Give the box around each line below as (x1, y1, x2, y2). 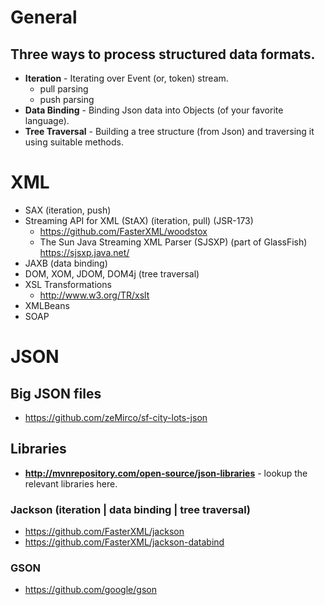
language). (24, 115, 70, 126)
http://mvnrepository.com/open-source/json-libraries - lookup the (24, 467, 308, 479)
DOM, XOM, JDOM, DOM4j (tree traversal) (24, 267, 200, 280)
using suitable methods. (24, 136, 124, 148)
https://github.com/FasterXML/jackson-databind (24, 536, 225, 548)
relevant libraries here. (24, 477, 118, 490)
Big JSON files (10, 385, 102, 402)
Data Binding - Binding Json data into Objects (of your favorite (24, 104, 284, 116)
